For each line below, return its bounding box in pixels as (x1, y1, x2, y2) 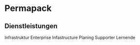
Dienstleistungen (4, 22, 58, 30)
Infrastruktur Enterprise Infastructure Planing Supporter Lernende (4, 34, 136, 40)
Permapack (4, 3, 52, 14)
